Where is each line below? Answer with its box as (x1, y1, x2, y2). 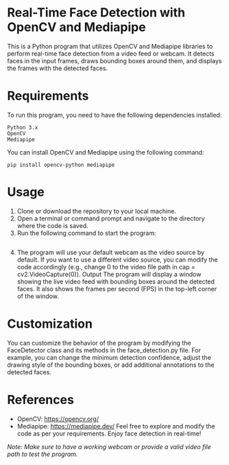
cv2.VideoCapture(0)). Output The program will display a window (16, 270, 202, 278)
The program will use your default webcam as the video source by (16, 248, 204, 256)
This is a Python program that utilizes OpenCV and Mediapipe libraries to (7, 42, 213, 50)
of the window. (16, 292, 60, 300)
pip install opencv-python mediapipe (7, 161, 115, 168)
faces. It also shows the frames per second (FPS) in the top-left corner (16, 284, 217, 293)
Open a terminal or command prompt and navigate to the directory (16, 214, 205, 223)
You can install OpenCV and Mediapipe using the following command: (7, 148, 204, 156)
